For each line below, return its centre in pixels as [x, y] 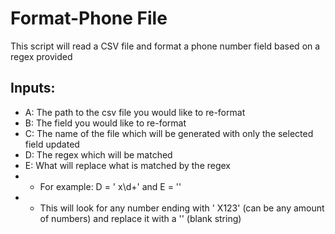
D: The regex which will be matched [98, 154]
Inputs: [33, 88]
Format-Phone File [89, 18]
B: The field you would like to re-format [105, 123]
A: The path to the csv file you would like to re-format [135, 112]
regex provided [41, 56]
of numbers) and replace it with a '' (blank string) [140, 218]
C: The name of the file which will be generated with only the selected [169, 133]
